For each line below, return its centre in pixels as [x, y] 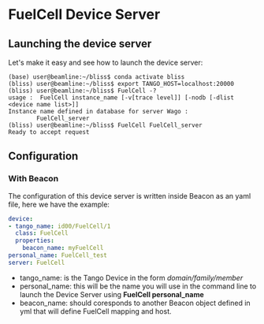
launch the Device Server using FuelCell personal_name [112, 294]
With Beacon [33, 179]
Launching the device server [80, 44]
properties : [35, 241]
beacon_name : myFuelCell [63, 248]
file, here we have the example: [59, 204]
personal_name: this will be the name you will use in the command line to [138, 286]
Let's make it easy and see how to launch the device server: [106, 62]
